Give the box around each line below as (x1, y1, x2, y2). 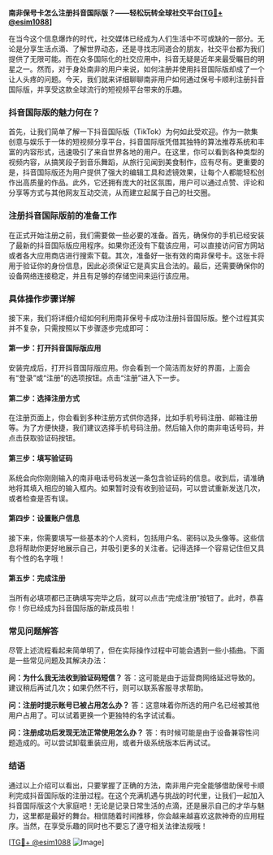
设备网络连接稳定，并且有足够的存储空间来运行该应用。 (8, 271, 193, 280)
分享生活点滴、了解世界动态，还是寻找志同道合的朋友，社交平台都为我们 (22, 44, 265, 54)
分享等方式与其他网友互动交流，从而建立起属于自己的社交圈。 (8, 188, 215, 197)
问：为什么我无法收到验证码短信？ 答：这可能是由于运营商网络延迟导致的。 (8, 673, 260, 683)
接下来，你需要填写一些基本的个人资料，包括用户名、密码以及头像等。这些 (8, 532, 258, 543)
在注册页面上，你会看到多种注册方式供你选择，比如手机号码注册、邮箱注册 (8, 413, 258, 423)
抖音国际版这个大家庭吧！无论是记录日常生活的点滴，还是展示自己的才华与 (8, 801, 258, 810)
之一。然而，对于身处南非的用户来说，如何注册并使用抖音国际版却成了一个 (15, 64, 265, 74)
